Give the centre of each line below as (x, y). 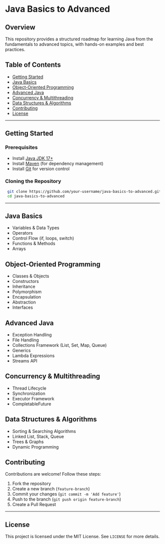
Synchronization (29, 393)
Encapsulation (27, 297)
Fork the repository (32, 484)
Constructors (26, 281)
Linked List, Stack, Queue (38, 436)
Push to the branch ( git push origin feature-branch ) (67, 499)
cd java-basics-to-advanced (36, 196)
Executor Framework (33, 398)
